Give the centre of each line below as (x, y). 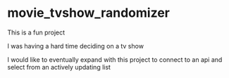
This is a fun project (36, 32)
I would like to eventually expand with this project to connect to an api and (115, 59)
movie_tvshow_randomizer (89, 13)
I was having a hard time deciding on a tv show (76, 46)
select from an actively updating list (59, 67)
